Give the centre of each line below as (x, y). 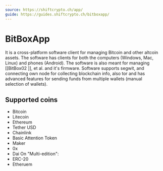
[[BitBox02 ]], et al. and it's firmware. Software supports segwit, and (75, 68)
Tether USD (24, 127)
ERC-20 (20, 159)
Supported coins (31, 100)
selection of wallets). (27, 84)
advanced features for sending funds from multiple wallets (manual (74, 79)
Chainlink (22, 133)
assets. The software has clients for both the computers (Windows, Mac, (79, 58)
